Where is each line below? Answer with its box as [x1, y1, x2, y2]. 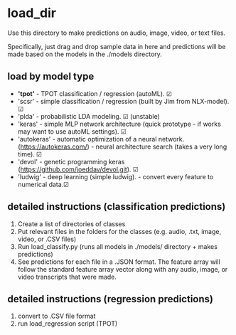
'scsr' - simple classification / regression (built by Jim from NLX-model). [17, 97, 230, 105]
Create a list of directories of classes [17, 219, 126, 228]
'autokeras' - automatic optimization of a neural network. [17, 134, 185, 143]
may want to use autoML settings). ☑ [17, 127, 127, 136]
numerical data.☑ [17, 180, 70, 188]
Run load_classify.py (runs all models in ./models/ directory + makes [17, 242, 218, 250]
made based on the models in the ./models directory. [7, 50, 162, 58]
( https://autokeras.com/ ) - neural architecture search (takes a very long [17, 142, 227, 151]
